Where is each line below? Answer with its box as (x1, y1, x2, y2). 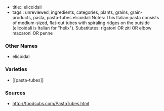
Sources (5, 89, 26, 96)
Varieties (5, 66, 27, 73)
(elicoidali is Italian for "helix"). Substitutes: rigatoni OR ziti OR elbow (12, 25, 152, 31)
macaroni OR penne (12, 30, 53, 36)
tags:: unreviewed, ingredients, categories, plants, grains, (12, 9, 129, 15)
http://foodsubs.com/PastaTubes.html (12, 100, 90, 106)
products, (12, 15, 32, 20)
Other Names (5, 42, 38, 49)
